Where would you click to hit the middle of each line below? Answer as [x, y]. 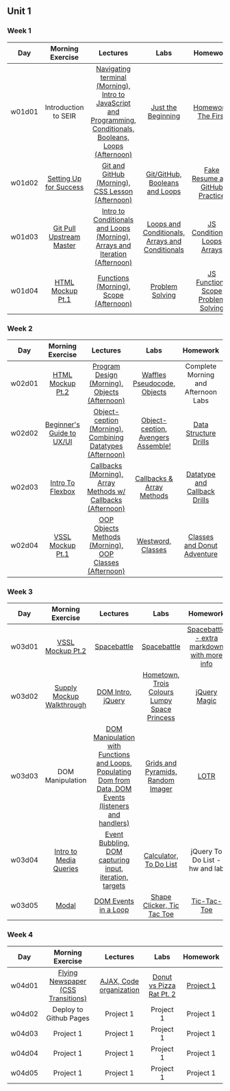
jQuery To [206, 852]
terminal [113, 77]
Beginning [164, 116]
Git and [113, 165]
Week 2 [20, 328]
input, [114, 869]
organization [119, 990]
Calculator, [161, 856]
